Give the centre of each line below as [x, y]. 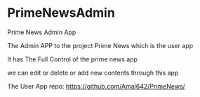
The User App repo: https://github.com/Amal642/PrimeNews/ [96, 86]
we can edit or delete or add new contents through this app [93, 73]
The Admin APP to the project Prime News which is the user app [100, 45]
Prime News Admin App [42, 32]
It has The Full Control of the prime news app [73, 59]
